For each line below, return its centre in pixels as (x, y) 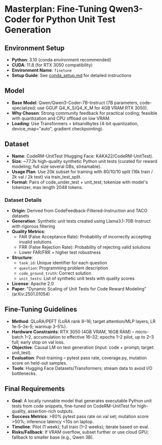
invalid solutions (35, 242)
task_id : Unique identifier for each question (63, 262)
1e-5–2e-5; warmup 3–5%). (39, 326)
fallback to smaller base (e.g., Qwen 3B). (53, 437)
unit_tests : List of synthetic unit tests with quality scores (77, 278)
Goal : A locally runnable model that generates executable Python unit (82, 400)
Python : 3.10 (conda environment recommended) (61, 60)
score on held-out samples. (39, 363)
